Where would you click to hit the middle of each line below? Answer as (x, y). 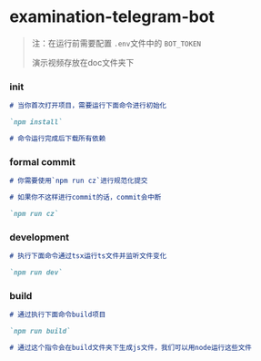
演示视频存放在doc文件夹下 (83, 62)
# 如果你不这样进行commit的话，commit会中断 (85, 198)
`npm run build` (40, 331)
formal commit (42, 161)
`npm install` (36, 122)
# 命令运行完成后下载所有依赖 (58, 139)
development (40, 237)
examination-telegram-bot (112, 17)
